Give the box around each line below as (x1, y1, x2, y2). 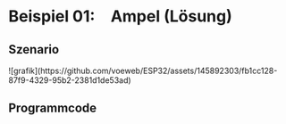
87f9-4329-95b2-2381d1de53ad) (8, 75, 131, 86)
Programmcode (8, 101, 97, 116)
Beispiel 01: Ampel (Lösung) (8, 6, 233, 27)
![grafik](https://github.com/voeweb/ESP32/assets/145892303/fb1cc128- (8, 65, 278, 76)
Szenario (8, 42, 60, 57)
